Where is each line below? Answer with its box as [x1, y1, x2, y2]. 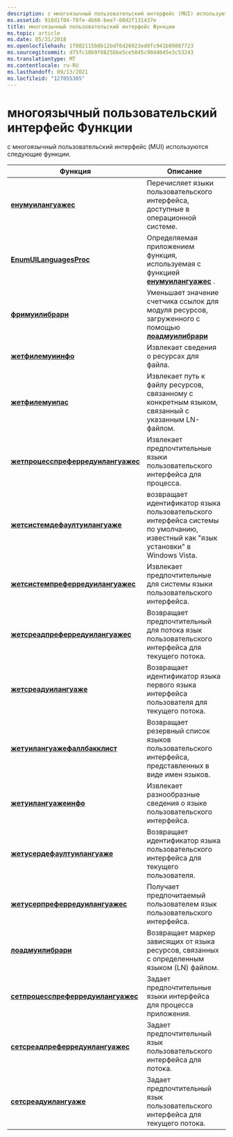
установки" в [146, 542, 191, 552]
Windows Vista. [146, 550, 198, 560]
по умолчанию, [146, 525, 199, 534]
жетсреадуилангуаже [10, 685, 88, 694]
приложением [146, 241, 195, 251]
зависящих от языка [146, 937, 215, 946]
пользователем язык [146, 899, 217, 909]
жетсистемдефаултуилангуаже [10, 520, 123, 530]
